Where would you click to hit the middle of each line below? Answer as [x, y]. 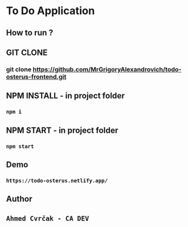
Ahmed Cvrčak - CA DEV [48, 218]
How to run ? [30, 33]
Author [19, 199]
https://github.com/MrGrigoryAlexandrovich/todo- [107, 69]
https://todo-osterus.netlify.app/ [57, 180]
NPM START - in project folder [62, 130]
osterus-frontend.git [36, 77]
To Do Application [51, 11]
